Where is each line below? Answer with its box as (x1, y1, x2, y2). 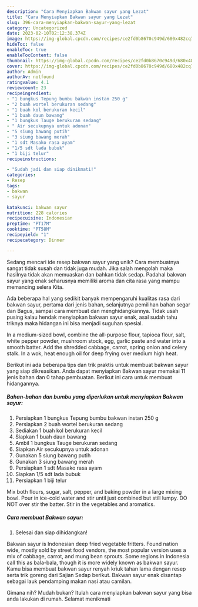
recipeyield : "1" (6, 232, 49, 238)
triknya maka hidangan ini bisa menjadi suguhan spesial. (6, 319, 143, 326)
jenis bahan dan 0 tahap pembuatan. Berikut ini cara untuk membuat (6, 373, 173, 380)
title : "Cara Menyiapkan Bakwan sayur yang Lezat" (6, 14, 133, 20)
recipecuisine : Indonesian (6, 215, 73, 221)
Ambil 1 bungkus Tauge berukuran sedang (15, 439, 118, 446)
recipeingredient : (6, 90, 52, 96)
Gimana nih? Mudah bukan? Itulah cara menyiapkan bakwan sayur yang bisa (6, 589, 192, 596)
